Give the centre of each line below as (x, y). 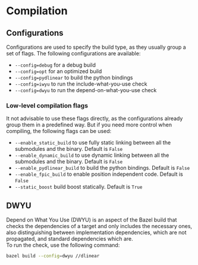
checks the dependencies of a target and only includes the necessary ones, (99, 226)
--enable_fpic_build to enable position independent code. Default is (99, 174)
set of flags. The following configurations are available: (73, 53)
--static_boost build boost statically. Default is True (78, 187)
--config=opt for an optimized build (58, 71)
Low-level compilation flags (47, 105)
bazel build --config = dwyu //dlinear (53, 256)
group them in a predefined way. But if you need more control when (89, 125)
